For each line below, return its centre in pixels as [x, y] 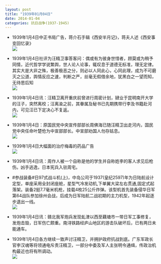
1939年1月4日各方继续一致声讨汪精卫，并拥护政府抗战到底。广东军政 [80, 239]
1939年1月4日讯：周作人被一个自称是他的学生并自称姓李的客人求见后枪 [83, 161]
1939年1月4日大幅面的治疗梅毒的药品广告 [53, 146]
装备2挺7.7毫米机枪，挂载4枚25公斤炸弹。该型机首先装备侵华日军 [90, 190]
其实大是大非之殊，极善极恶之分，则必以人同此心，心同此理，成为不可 [82, 71]
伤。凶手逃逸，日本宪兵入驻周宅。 [46, 167]
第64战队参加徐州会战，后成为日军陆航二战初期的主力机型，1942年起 [81, 196]
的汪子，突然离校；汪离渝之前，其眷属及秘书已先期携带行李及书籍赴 [80, 104]
